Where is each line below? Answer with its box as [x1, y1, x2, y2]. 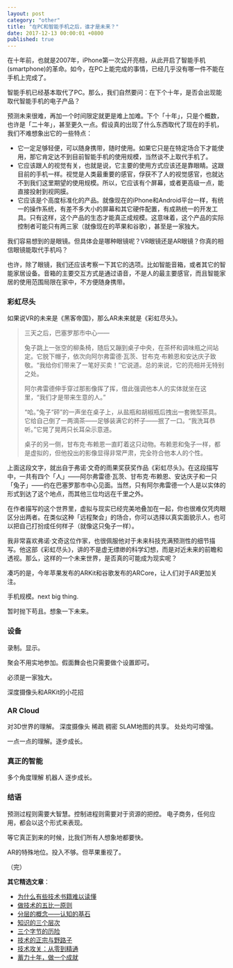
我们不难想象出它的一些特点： [7, 129, 92, 138]
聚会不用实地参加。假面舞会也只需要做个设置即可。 [7, 658, 153, 667]
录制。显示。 [7, 643, 44, 651]
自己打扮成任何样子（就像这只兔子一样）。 [19, 522, 138, 530]
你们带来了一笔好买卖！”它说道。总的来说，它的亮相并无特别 [51, 361, 225, 370]
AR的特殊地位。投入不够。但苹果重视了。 [7, 848, 125, 856]
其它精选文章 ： [7, 878, 50, 886]
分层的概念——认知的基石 [17, 910, 91, 918]
